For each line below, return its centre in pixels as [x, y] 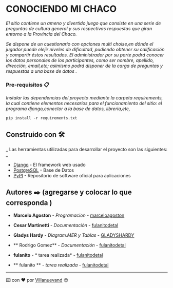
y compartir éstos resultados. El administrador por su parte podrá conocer [85, 55]
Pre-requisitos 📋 [27, 85]
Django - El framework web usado [50, 165]
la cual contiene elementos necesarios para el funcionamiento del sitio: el [84, 104]
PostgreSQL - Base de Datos [43, 170]
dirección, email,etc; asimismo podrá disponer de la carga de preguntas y [84, 66]
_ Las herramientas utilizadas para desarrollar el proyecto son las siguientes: [87, 150]
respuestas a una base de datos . [42, 71]
